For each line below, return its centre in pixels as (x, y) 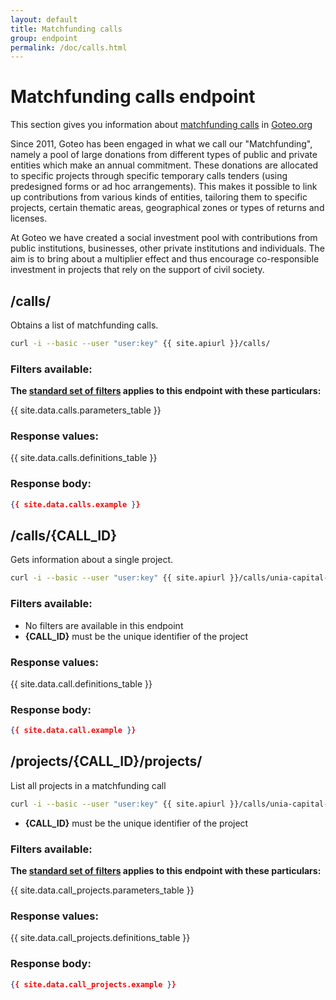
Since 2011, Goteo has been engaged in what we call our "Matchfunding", (161, 144)
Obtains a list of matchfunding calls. (84, 325)
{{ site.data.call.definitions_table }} (81, 683)
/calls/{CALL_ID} (64, 536)
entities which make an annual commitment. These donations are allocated (164, 165)
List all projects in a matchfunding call (88, 785)
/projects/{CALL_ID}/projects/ (106, 761)
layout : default (44, 19)
